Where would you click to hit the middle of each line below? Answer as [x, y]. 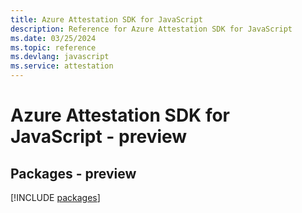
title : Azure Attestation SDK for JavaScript [106, 19]
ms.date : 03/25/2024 [53, 38]
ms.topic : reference [53, 47]
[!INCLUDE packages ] [55, 197]
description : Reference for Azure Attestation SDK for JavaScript [151, 29]
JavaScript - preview [99, 137]
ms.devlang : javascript [60, 57]
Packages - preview [73, 173]
